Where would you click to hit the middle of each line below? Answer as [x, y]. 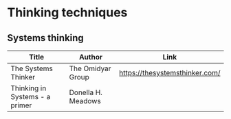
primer [21, 105]
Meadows [85, 101]
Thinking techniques [67, 13]
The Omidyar [90, 68]
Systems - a [31, 97]
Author [91, 57]
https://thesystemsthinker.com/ [170, 73]
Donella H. [86, 92]
